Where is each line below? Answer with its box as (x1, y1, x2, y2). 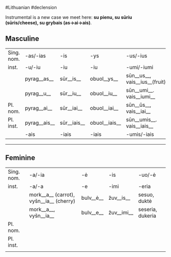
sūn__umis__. (126, 116, 157, 123)
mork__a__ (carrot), (28, 191, 75, 198)
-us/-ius (126, 52, 148, 59)
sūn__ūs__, (126, 101, 152, 108)
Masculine (5, 34, 39, 43)
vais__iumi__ (126, 93, 155, 100)
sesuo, (138, 191, 154, 198)
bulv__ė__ (81, 194, 104, 201)
